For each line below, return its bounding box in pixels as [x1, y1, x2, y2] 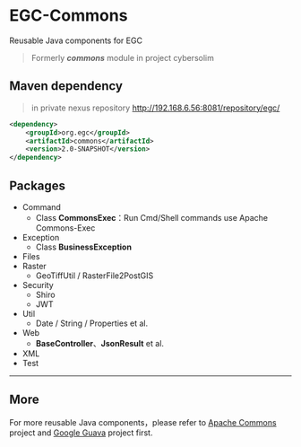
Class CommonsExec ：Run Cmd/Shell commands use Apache [35, 212, 269, 223]
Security [21, 279, 54, 290]
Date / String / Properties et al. [35, 318, 149, 329]
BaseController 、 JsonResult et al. [35, 337, 164, 348]
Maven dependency [9, 78, 124, 94]
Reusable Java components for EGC [9, 35, 143, 46]
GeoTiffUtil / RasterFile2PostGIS [35, 270, 154, 281]
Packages [9, 178, 65, 193]
